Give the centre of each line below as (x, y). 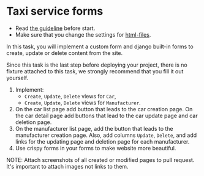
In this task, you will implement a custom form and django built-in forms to (100, 46)
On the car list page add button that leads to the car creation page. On (104, 109)
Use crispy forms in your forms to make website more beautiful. (96, 148)
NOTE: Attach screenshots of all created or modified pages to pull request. (100, 159)
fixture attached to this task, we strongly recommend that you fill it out (95, 71)
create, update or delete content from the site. (65, 53)
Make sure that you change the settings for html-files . (83, 34)
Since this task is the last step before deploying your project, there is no (97, 65)
